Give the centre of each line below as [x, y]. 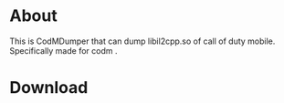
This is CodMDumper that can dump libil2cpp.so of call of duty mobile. [142, 41]
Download [49, 88]
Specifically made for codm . [63, 50]
